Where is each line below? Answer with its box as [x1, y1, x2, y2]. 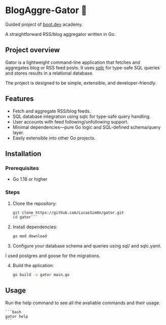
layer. [12, 129, 24, 136]
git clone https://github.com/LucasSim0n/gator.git [12, 210, 124, 215]
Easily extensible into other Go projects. [12, 135, 96, 141]
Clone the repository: [12, 200, 57, 207]
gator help [5, 314, 28, 319]
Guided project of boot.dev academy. [5, 21, 84, 27]
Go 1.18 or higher [12, 176, 48, 182]
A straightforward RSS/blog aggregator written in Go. [5, 31, 116, 37]
